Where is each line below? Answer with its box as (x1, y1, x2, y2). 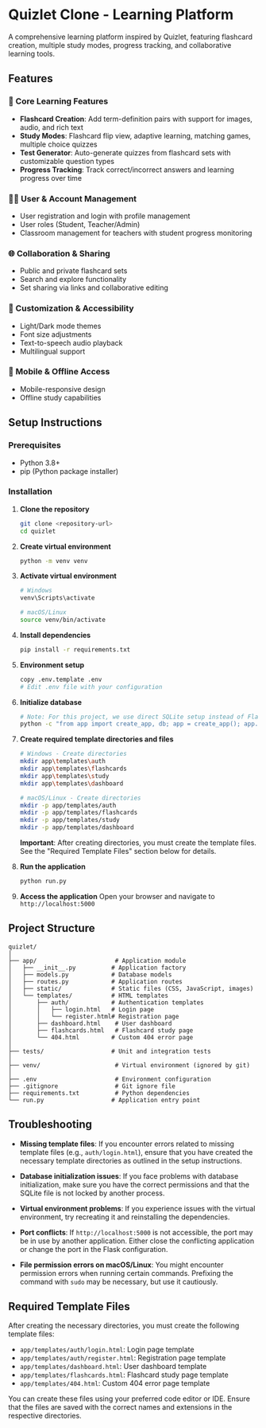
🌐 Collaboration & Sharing (8, 248, 111, 259)
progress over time (19, 173, 82, 182)
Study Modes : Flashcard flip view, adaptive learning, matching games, (19, 131, 252, 140)
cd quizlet (19, 527, 56, 535)
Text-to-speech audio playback (19, 338, 123, 347)
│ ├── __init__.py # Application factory (8, 964, 187, 972)
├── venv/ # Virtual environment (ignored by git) (8, 1061, 250, 1069)
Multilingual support (19, 346, 86, 356)
